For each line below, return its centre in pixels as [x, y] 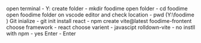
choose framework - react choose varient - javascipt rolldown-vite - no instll [101, 27]
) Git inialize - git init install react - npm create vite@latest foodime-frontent [99, 21]
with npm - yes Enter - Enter [41, 34]
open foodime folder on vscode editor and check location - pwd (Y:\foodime [100, 15]
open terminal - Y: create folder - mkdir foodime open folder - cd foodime [97, 9]
